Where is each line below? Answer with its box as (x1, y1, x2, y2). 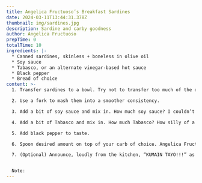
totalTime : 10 (6, 43, 42, 49)
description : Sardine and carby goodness (6, 25, 112, 32)
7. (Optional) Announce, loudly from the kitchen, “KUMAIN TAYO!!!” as (11, 152, 195, 158)
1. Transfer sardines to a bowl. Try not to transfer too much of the (11, 87, 192, 93)
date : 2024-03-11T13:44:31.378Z (6, 14, 87, 20)
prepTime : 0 (6, 37, 36, 43)
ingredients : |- (6, 48, 47, 54)
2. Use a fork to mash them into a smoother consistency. (11, 98, 161, 104)
